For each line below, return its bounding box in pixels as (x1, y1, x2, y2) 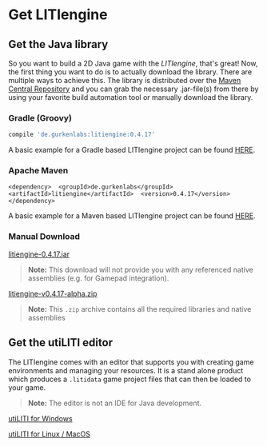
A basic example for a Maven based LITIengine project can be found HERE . (8, 211, 256, 221)
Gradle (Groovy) (8, 112, 72, 123)
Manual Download (8, 231, 81, 242)
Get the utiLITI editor (8, 336, 114, 349)
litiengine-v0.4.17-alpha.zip (8, 289, 98, 298)
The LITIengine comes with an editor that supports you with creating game (8, 357, 254, 367)
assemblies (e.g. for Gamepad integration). (27, 273, 169, 283)
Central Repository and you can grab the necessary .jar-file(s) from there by (8, 84, 259, 94)
